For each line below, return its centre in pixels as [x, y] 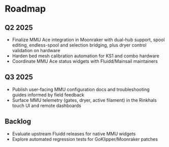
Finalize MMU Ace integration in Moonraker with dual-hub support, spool [88, 40]
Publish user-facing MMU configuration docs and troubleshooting [81, 89]
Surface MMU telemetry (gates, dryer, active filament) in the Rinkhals [84, 100]
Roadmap [25, 9]
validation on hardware [36, 50]
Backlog [18, 121]
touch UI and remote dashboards [47, 105]
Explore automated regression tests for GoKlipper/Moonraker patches [85, 139]
